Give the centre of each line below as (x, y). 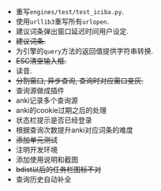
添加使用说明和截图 (47, 159)
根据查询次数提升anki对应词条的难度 (75, 130)
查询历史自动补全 (43, 179)
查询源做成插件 (40, 90)
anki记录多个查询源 (47, 100)
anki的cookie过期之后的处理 (61, 110)
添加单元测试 (36, 140)
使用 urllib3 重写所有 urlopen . (62, 21)
